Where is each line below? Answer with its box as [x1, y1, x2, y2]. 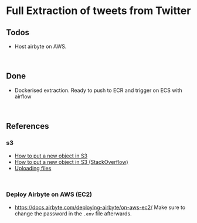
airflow [14, 92, 32, 100]
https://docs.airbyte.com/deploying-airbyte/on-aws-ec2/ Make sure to [14, 204, 186, 211]
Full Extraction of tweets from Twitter [6, 4, 191, 18]
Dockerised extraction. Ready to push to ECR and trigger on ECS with [14, 87, 183, 94]
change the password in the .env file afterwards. [14, 210, 132, 217]
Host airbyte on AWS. [14, 43, 67, 50]
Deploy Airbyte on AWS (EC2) [6, 190, 93, 198]
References [6, 121, 49, 131]
